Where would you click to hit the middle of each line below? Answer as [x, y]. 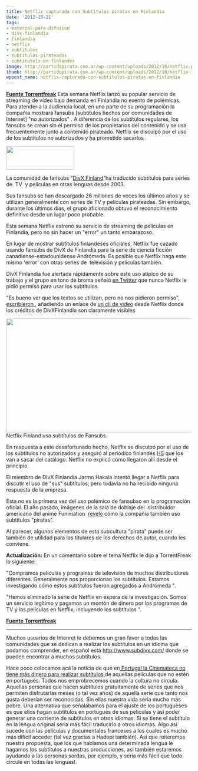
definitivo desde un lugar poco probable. [55, 215]
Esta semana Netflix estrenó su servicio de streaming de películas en [90, 226]
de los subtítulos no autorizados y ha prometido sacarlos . [77, 138]
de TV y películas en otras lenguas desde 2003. [66, 184]
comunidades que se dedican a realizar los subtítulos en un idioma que [92, 644]
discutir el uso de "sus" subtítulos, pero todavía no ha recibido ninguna [92, 483]
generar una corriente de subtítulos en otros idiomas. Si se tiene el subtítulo [98, 718]
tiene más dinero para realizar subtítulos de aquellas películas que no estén [98, 674]
